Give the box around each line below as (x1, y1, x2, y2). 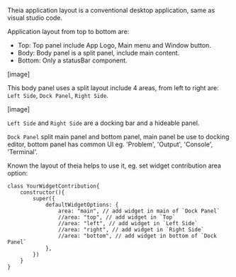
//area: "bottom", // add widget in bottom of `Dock (57, 232, 218, 239)
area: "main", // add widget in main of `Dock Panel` (57, 207, 220, 214)
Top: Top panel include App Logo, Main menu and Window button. (17, 41, 211, 49)
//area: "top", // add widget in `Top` (57, 214, 176, 221)
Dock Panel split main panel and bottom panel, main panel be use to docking (7, 133, 230, 141)
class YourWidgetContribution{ (7, 183, 100, 190)
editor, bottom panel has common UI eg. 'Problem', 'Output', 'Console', (7, 140, 213, 148)
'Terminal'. (7, 148, 38, 156)
